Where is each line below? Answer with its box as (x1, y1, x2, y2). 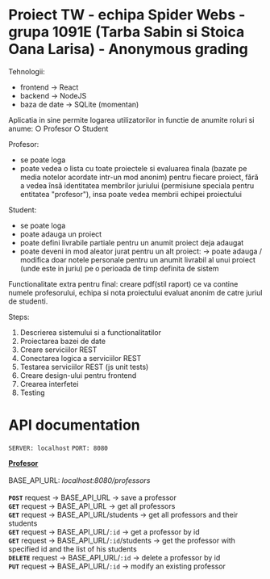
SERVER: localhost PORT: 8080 (8, 444, 109, 452)
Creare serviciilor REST (19, 345, 98, 355)
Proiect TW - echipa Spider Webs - (8, 6, 246, 24)
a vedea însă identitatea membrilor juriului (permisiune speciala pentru (19, 180, 255, 191)
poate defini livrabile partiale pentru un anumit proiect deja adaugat (19, 237, 244, 247)
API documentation (8, 416, 141, 434)
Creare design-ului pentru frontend (19, 370, 137, 380)
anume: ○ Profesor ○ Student (8, 124, 109, 133)
